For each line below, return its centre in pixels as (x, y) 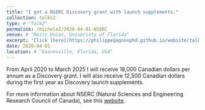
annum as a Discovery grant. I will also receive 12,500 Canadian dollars (95, 75)
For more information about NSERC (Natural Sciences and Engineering (95, 94)
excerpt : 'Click (27, 40)
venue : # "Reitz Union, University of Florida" (68, 35)
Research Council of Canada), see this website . (66, 100)
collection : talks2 (31, 18)
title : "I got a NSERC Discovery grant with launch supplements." (92, 12)
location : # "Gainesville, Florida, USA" (60, 52)
